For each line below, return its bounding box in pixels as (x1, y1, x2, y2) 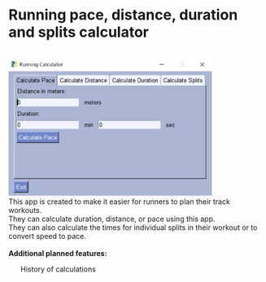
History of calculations (20, 264, 96, 274)
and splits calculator (8, 23, 149, 41)
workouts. (8, 205, 42, 215)
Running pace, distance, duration (8, 6, 238, 24)
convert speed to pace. (8, 231, 87, 241)
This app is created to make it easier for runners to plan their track (8, 197, 230, 206)
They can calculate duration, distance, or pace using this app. (8, 214, 216, 223)
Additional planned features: (8, 248, 107, 258)
